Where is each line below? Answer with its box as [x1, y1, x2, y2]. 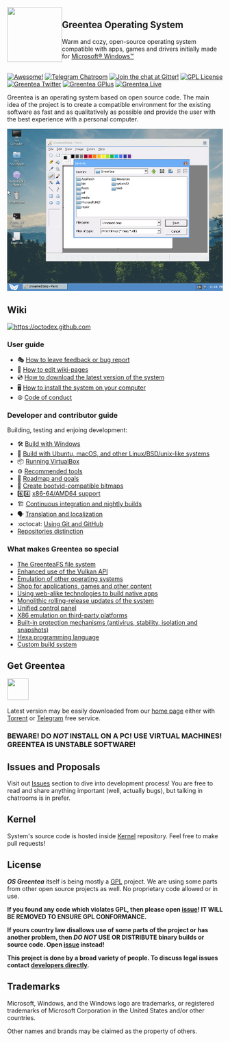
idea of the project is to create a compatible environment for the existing [7, 100, 211, 108]
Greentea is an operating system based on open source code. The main [7, 93, 209, 102]
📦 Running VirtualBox [16, 458, 80, 466]
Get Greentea [7, 660, 66, 672]
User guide [7, 340, 44, 349]
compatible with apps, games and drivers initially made [62, 45, 218, 53]
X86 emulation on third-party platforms [16, 611, 128, 619]
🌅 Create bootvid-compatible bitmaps [16, 482, 124, 490]
